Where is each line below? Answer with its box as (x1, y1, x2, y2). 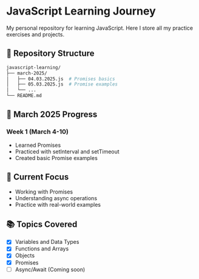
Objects (15, 252, 35, 259)
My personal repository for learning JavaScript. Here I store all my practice (6, 24, 193, 32)
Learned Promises (15, 141, 61, 149)
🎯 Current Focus (6, 172, 69, 183)
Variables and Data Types (15, 238, 79, 246)
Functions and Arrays (15, 245, 69, 252)
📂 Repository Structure (6, 49, 95, 59)
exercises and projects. (6, 30, 65, 38)
